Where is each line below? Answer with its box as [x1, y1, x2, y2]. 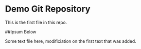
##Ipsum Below [5, 29, 36, 34]
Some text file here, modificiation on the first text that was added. [5, 38, 136, 44]
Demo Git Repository [5, 3, 91, 15]
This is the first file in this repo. [5, 19, 67, 25]
